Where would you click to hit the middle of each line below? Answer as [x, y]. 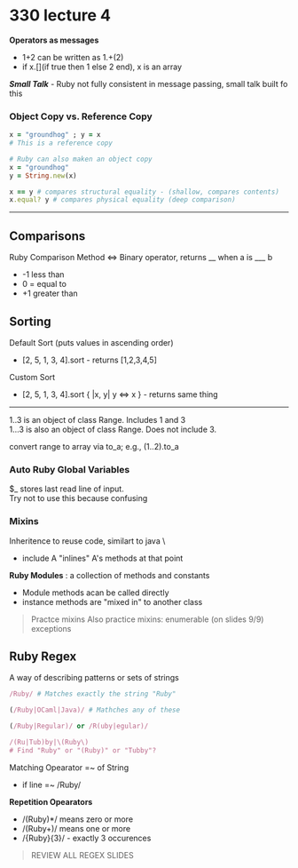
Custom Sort [32, 377]
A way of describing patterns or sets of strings [94, 678]
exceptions [51, 628]
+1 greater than [50, 293]
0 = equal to [44, 284]
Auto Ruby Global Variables [70, 469]
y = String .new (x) [43, 175]
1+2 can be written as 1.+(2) [73, 57]
